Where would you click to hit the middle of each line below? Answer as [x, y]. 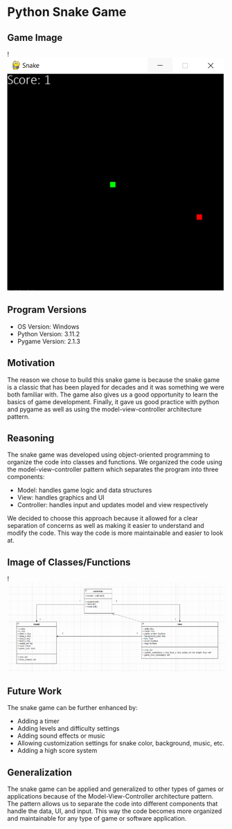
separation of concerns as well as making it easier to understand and [106, 526]
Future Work [35, 692]
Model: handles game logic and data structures [84, 490]
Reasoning [31, 438]
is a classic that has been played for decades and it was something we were [116, 387]
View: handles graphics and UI [61, 498]
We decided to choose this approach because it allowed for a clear [103, 518]
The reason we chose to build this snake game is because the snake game [114, 380]
